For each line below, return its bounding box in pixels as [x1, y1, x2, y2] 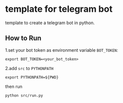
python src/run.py [5, 93, 43, 98]
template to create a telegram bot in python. [5, 20, 95, 26]
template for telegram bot [5, 3, 113, 15]
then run [5, 83, 23, 89]
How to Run [5, 34, 42, 42]
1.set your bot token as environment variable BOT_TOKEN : [5, 47, 118, 53]
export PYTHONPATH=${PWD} [5, 75, 59, 80]
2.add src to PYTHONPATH [5, 65, 54, 71]
